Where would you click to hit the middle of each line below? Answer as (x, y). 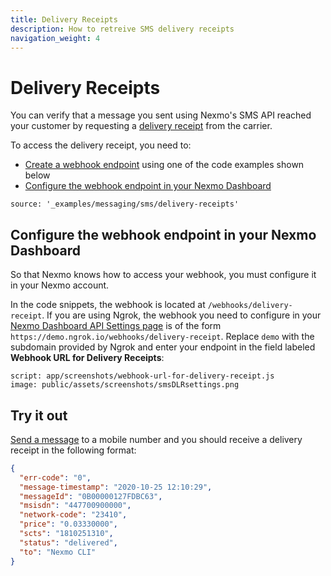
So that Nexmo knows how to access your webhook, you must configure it (163, 275)
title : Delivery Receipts (64, 19)
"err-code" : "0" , (55, 477)
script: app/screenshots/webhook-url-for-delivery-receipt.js (142, 376)
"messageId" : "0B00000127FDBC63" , (91, 496)
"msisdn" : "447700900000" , (75, 506)
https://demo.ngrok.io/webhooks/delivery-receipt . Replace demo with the (162, 337)
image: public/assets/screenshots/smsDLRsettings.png (125, 385)
